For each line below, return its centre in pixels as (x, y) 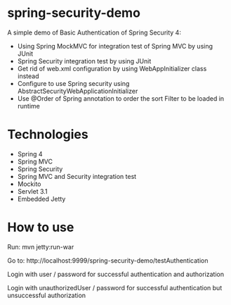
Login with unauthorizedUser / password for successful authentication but (115, 287)
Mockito (29, 184)
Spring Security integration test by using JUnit (84, 61)
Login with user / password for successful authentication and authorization (116, 274)
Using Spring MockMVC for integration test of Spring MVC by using (115, 46)
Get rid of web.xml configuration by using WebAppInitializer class (112, 68)
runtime (29, 106)
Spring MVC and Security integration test (77, 176)
